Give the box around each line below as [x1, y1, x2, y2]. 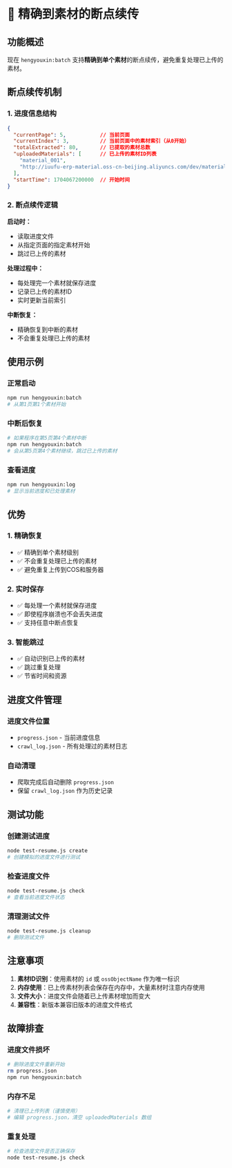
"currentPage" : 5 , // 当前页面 [13, 131, 130, 138]
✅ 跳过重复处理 [17, 663, 61, 671]
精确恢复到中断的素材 [17, 325, 78, 334]
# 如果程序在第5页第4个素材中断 [7, 434, 87, 442]
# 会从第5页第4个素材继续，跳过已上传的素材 [7, 448, 117, 454]
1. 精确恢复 [7, 531, 43, 541]
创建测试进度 [7, 831, 50, 841]
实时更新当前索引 [17, 296, 66, 304]
